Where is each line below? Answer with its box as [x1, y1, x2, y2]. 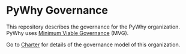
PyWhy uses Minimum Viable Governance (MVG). [6, 29, 129, 36]
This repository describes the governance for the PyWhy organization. [6, 23, 181, 30]
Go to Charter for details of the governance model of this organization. [6, 41, 181, 48]
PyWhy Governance [6, 4, 109, 17]
